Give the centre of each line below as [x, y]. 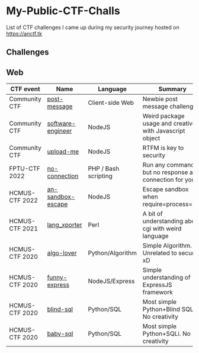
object [151, 139]
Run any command [168, 165]
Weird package [163, 116]
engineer [60, 131]
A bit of [153, 214]
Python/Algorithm [113, 253]
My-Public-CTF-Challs [63, 11]
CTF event [25, 89]
